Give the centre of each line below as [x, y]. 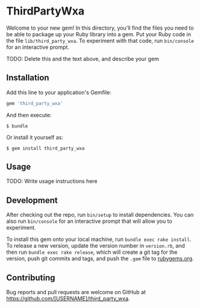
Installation [28, 78]
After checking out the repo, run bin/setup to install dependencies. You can [100, 215]
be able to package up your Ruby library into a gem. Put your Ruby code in [99, 34]
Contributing [31, 278]
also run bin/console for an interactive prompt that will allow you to [89, 221]
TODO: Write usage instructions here [52, 181]
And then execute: [29, 115]
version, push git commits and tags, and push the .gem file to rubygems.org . [100, 258]
